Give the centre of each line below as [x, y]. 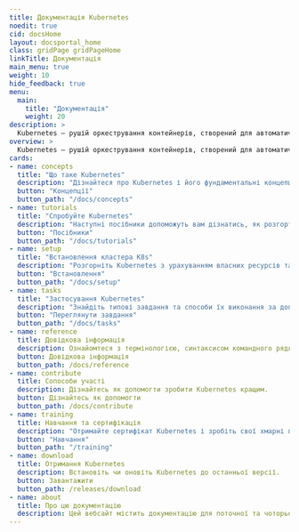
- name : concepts [41, 166]
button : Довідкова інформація [73, 357]
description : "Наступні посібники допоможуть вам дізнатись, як [139, 224]
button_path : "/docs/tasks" [69, 324]
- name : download [41, 456]
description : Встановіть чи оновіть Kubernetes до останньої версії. [149, 472]
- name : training [41, 415]
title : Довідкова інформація [71, 340]
